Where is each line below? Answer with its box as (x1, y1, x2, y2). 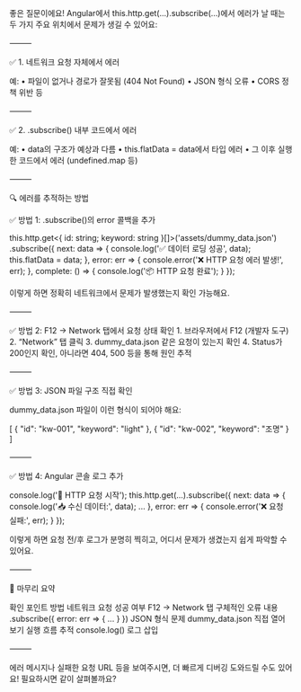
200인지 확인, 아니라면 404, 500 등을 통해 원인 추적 (9, 348, 192, 358)
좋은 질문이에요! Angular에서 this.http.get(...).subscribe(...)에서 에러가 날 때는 (9, 8, 286, 18)
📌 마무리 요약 (9, 583, 56, 593)
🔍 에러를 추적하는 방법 (9, 192, 90, 203)
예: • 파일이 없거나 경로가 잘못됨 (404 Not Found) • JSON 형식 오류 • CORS (9, 75, 280, 86)
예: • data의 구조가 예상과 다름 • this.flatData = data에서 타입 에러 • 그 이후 (9, 144, 276, 155)
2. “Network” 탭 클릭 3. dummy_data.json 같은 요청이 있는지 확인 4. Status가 (9, 336, 283, 347)
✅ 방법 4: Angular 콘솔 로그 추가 (9, 471, 124, 481)
